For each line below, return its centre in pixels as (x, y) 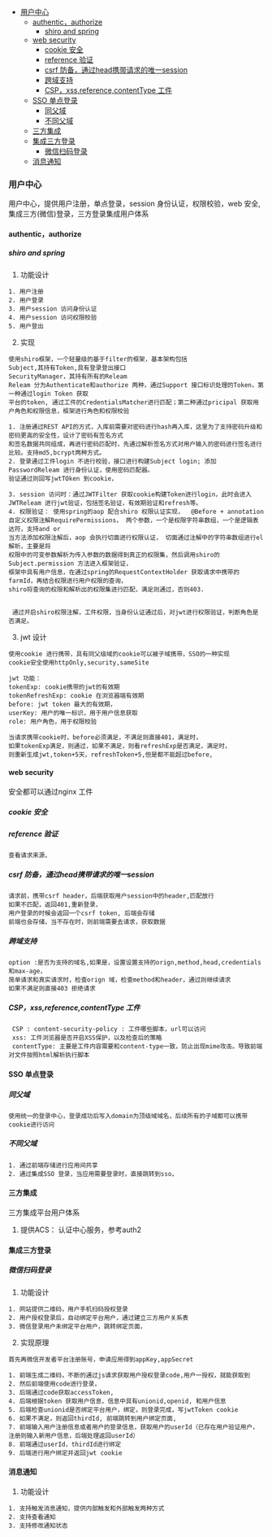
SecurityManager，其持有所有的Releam (68, 377)
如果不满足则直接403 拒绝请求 (52, 989)
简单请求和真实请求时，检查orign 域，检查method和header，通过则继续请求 (120, 980)
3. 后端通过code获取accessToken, (61, 1392)
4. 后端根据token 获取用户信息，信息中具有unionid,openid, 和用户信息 (117, 1401)
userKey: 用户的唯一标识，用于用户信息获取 (73, 713)
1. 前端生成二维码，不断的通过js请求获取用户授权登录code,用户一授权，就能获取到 (129, 1375)
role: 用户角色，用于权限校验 (53, 721)
